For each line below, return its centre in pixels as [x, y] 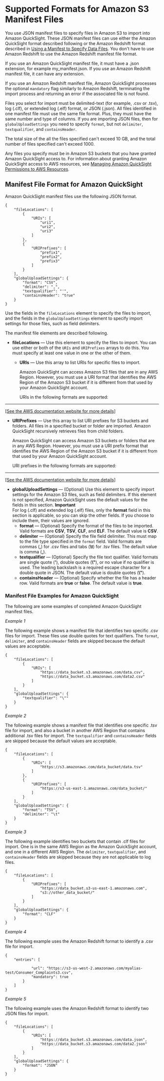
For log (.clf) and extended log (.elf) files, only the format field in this [81, 510]
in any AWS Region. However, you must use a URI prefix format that [80, 446]
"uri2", [48, 226]
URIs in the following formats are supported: [64, 397]
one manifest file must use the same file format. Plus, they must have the [78, 113]
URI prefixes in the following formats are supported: [64, 465]
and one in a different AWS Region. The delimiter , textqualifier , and [76, 852]
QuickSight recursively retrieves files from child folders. [68, 431]
